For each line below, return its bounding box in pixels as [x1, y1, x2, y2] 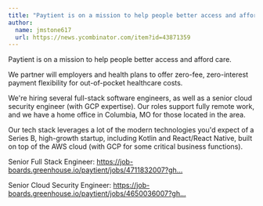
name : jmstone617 [15, 26, 72, 34]
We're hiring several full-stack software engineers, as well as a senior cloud [8, 93, 253, 103]
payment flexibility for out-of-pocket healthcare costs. [8, 78, 183, 88]
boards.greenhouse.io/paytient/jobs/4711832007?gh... [8, 165, 183, 175]
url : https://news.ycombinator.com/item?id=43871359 [15, 33, 191, 42]
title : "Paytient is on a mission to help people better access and [8, 11, 236, 20]
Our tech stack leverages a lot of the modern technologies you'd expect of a [8, 125, 254, 135]
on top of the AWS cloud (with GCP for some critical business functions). [8, 142, 243, 151]
